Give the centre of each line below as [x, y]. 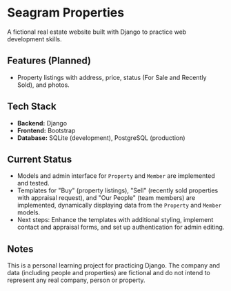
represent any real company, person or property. [77, 280]
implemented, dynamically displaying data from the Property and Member [119, 205]
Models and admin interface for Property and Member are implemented [116, 176]
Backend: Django [42, 123]
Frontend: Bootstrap [46, 130]
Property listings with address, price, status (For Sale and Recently [112, 77]
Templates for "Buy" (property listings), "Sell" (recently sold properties [118, 190]
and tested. [33, 183]
